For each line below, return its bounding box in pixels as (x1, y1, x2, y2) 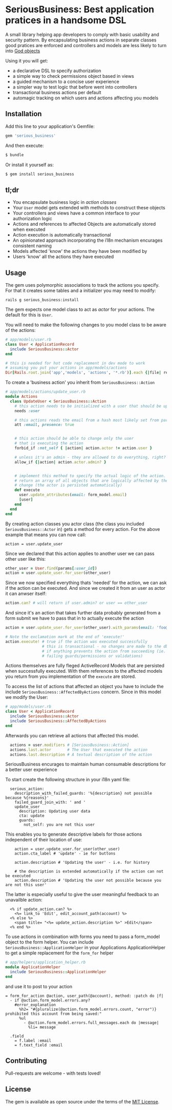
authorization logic (12, 216, 52, 222)
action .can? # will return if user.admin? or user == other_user (5, 601, 147, 606)
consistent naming (12, 243, 52, 249)
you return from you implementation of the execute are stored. (5, 673, 137, 679)
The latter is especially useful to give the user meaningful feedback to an (5, 891, 159, 898)
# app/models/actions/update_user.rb (5, 389, 86, 395)
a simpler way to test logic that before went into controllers (12, 83, 137, 90)
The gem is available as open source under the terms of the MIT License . (5, 1098, 160, 1104)
